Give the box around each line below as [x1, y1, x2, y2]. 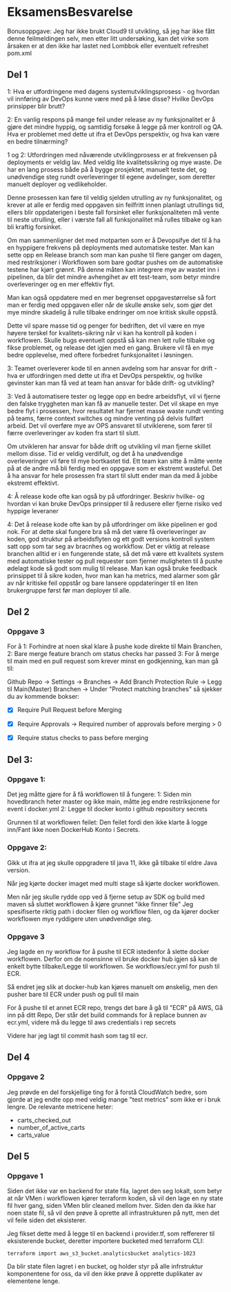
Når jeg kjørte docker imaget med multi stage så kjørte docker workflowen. [7, 879, 220, 887]
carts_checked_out [17, 1115, 71, 1124]
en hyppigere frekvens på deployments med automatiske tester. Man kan [7, 243, 215, 252]
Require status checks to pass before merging [17, 733, 149, 742]
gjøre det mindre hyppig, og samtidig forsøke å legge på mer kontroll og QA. [7, 122, 223, 131]
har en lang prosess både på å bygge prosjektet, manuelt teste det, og [7, 165, 207, 173]
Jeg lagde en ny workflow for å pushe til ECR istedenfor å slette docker [7, 947, 210, 955]
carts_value [17, 1131, 50, 1139]
